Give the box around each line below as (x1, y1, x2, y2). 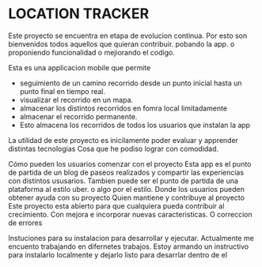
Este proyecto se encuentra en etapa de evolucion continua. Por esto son (8, 31, 248, 40)
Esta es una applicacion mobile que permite (8, 62, 151, 72)
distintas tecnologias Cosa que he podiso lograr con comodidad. (8, 144, 219, 153)
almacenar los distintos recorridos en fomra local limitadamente (19, 103, 228, 113)
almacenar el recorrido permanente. (19, 111, 138, 121)
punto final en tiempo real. (19, 86, 106, 96)
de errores (8, 218, 43, 228)
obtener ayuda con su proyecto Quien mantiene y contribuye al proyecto (8, 193, 245, 202)
